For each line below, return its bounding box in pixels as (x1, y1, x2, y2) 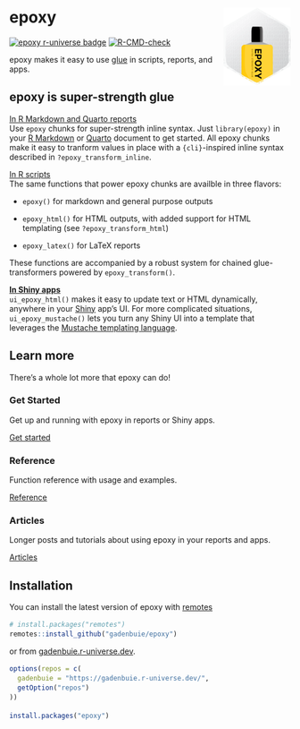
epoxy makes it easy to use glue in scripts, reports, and (9, 54, 212, 64)
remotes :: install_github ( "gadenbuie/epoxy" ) (9, 630, 178, 639)
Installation (9, 578, 73, 593)
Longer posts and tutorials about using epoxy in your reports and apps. (9, 535, 271, 545)
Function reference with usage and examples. (9, 475, 178, 485)
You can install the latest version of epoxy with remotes (9, 602, 212, 613)
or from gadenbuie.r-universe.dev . (9, 646, 136, 656)
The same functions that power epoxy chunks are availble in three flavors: (9, 178, 282, 189)
